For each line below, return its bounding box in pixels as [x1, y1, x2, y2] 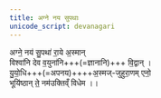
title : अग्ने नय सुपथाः [9, 13, 80, 23]
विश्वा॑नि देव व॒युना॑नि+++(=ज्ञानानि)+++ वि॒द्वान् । [9, 56, 152, 68]
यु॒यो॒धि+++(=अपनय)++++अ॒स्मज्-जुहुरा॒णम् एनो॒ [9, 67, 152, 78]
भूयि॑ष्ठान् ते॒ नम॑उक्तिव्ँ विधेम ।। [9, 77, 99, 88]
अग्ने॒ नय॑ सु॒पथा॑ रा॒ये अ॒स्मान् [9, 46, 86, 57]
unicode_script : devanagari [9, 22, 116, 31]
